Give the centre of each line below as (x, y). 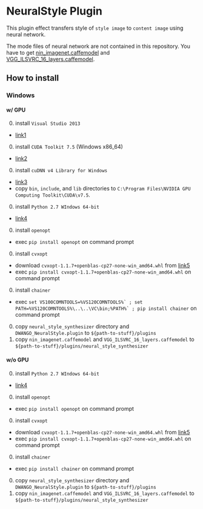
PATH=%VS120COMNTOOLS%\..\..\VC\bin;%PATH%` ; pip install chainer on (106, 308)
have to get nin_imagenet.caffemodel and (58, 52)
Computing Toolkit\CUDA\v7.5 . (53, 195)
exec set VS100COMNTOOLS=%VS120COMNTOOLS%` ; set (79, 302)
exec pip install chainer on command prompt (75, 468)
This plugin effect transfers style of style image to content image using (95, 28)
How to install (33, 78)
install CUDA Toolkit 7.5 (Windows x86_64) (69, 147)
